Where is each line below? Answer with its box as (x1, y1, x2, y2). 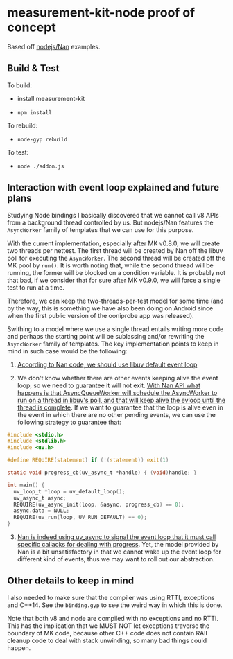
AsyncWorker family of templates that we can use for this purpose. (7, 225, 194, 234)
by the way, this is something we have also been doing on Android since (7, 304, 214, 313)
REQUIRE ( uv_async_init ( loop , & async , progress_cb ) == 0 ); (13, 501, 185, 508)
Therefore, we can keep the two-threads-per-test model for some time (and (7, 297, 224, 305)
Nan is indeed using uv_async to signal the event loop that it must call (17, 533, 216, 541)
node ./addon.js (17, 163, 64, 170)
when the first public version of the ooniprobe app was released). (7, 311, 194, 319)
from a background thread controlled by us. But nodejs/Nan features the (7, 218, 214, 227)
